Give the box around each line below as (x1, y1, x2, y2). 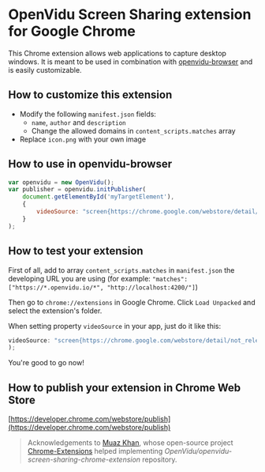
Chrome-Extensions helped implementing (27, 447, 163, 456)
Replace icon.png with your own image (19, 134, 147, 144)
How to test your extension (8, 244, 144, 258)
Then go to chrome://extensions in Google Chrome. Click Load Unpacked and (8, 297, 256, 307)
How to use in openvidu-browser (8, 157, 173, 171)
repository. (141, 455, 177, 464)
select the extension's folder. (8, 306, 103, 315)
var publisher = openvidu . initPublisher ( (8, 186, 147, 194)
